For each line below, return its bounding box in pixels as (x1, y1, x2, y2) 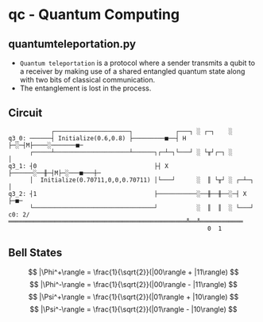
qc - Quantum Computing (8, 6, 180, 24)
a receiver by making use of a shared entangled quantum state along (19, 67, 246, 76)
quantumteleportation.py (8, 37, 137, 51)
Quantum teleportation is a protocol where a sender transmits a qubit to (19, 58, 256, 67)
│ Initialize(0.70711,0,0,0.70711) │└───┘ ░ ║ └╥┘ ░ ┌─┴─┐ (29, 176, 254, 184)
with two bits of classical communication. (19, 75, 156, 84)
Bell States (8, 246, 63, 259)
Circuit (8, 106, 43, 120)
